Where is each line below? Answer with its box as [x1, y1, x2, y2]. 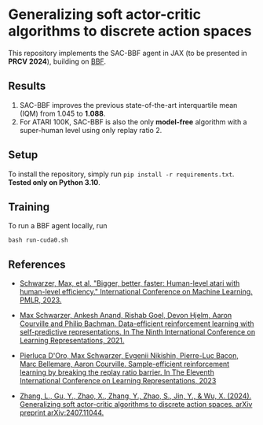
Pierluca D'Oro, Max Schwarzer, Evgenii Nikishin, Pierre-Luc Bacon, [19, 351, 239, 360]
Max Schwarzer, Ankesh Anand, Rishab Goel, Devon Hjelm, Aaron [19, 311, 232, 320]
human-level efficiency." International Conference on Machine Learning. [19, 287, 253, 297]
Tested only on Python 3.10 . [8, 177, 100, 187]
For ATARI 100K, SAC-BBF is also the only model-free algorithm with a [19, 116, 247, 127]
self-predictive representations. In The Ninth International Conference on [19, 327, 256, 337]
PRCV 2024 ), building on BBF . [8, 57, 106, 66]
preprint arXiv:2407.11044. [19, 408, 104, 418]
